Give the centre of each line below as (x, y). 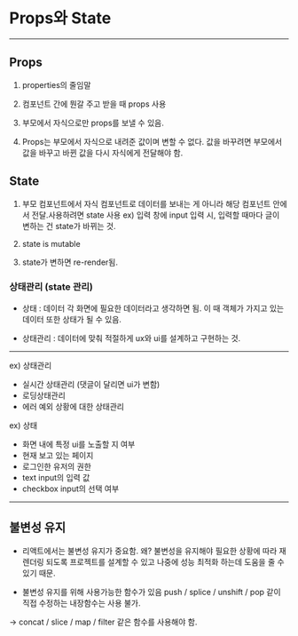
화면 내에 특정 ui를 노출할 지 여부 (78, 444)
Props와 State (60, 18)
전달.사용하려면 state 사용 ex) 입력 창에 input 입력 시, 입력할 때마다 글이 (156, 215)
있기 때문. (39, 573)
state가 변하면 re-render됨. (70, 262)
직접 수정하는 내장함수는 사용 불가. (81, 603)
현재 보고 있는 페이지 (58, 455)
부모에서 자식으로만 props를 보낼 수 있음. (93, 123)
